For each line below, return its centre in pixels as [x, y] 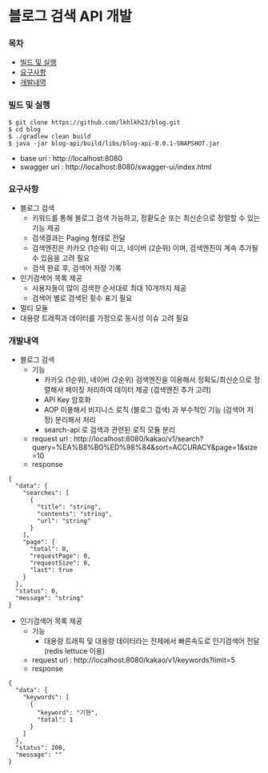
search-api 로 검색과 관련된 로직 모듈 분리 [110, 430]
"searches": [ [46, 493]
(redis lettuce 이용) [74, 651]
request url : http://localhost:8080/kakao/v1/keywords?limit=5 [134, 660]
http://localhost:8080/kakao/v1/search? [138, 439]
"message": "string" [50, 598]
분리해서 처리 [75, 420]
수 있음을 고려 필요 [61, 258]
